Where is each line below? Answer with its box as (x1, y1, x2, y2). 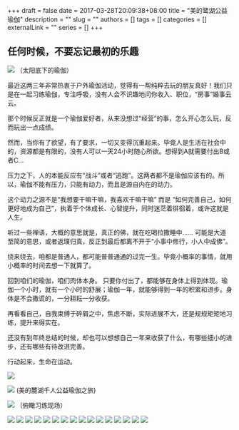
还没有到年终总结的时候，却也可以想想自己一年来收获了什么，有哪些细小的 (7, 333, 226, 342)
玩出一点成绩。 (13, 123, 58, 131)
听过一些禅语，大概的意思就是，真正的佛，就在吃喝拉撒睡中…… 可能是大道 (7, 227, 227, 237)
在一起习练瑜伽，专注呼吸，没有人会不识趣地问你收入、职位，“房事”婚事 (13, 90, 226, 98)
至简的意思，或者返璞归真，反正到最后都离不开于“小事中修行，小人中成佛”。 (7, 237, 232, 245)
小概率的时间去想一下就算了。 (7, 261, 95, 270)
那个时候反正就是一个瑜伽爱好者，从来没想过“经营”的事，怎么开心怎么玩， (7, 113, 226, 123)
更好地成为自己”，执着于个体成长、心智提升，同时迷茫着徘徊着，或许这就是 (7, 204, 230, 213)
